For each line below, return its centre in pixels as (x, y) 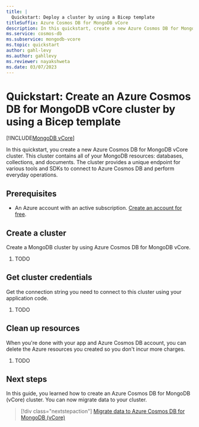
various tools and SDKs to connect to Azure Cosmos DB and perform (90, 169)
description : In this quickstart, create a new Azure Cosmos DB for (92, 28)
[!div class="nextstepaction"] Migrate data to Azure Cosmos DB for (103, 412)
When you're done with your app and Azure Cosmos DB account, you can (96, 343)
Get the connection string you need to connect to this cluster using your (94, 291)
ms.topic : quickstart (33, 45)
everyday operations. (32, 175)
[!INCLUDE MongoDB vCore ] (41, 138)
